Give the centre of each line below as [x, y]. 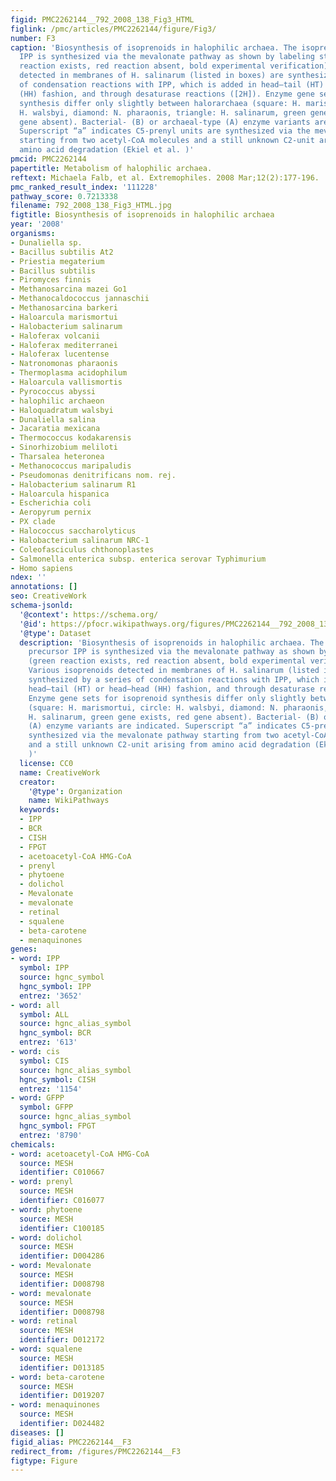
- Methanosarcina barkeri [64, 308]
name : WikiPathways [69, 801]
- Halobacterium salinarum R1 [73, 484]
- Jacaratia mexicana [55, 429]
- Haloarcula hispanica [60, 494]
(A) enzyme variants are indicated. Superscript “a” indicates [163, 726]
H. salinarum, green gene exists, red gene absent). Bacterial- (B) [174, 717]
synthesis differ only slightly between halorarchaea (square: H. [160, 103]
